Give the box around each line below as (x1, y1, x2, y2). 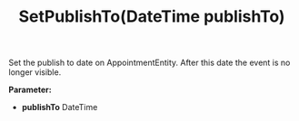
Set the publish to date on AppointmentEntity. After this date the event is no (8, 57, 291, 69)
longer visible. (8, 67, 62, 78)
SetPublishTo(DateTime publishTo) (18, 6, 285, 27)
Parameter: (8, 84, 52, 96)
